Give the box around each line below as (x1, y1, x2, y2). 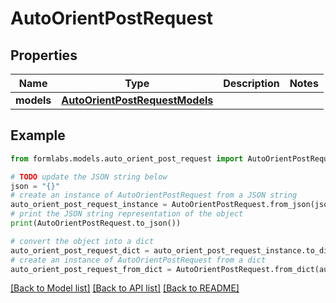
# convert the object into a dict (10, 236, 155, 246)
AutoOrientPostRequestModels (61, 93, 214, 107)
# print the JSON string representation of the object (10, 209, 244, 219)
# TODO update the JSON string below (10, 172, 168, 182)
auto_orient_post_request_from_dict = (10, 264, 172, 274)
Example (10, 127, 66, 144)
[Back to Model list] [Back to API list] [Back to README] (10, 282, 240, 294)
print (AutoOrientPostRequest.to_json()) (10, 218, 182, 229)
